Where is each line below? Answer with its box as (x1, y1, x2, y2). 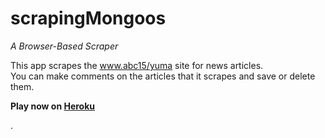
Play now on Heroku (10, 100, 96, 112)
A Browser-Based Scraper (10, 40, 119, 52)
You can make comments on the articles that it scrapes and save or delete (10, 70, 316, 82)
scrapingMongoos (10, 7, 167, 30)
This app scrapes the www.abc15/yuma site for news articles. (10, 59, 264, 71)
